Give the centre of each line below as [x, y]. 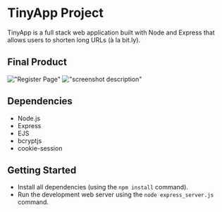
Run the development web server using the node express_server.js [116, 194]
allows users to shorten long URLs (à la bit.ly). [74, 39]
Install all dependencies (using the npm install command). [103, 187]
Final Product [37, 62]
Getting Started [42, 170]
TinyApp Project [56, 13]
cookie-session [40, 148]
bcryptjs [30, 141]
